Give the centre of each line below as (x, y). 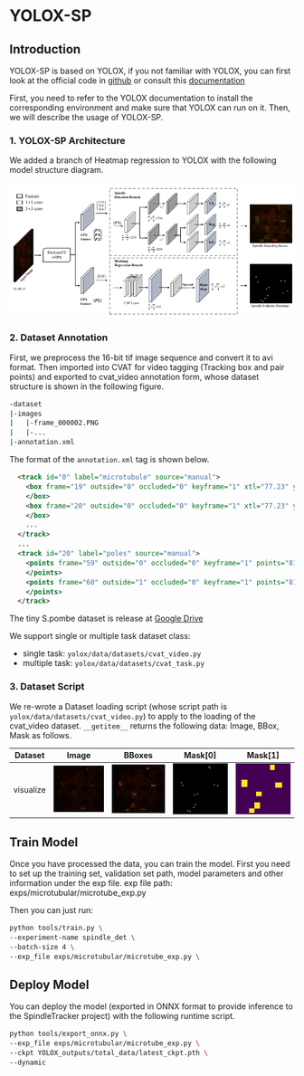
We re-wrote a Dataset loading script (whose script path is (119, 706)
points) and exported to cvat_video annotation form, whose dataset (134, 376)
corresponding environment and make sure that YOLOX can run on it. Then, (150, 108)
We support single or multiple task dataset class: (100, 636)
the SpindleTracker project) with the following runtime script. (122, 1016)
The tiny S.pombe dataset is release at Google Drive (106, 619)
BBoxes (138, 756)
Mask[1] (263, 756)
